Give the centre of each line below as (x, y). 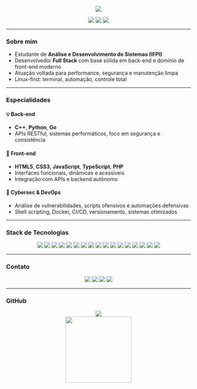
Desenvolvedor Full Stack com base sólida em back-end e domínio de (99, 61)
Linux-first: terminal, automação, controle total (71, 79)
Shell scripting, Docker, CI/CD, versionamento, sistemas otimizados (96, 212)
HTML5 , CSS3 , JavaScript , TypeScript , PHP (69, 166)
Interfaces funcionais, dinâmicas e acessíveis (69, 173)
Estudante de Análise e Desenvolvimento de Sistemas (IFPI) (88, 54)
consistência (30, 140)
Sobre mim (22, 41)
